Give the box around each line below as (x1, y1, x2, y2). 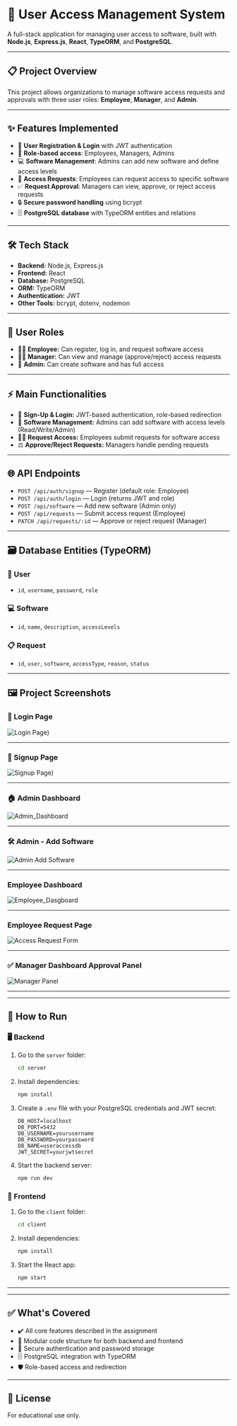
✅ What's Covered (7, 1307, 90, 1319)
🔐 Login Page (7, 712, 53, 721)
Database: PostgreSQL (17, 276, 85, 285)
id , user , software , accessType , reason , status (17, 659, 150, 668)
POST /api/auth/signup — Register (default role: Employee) (17, 486, 189, 495)
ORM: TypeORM (17, 284, 66, 292)
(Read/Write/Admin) (17, 426, 76, 434)
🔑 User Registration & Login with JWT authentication (17, 141, 173, 149)
